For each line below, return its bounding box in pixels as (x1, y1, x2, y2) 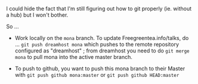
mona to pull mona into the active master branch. (14, 54, 132, 60)
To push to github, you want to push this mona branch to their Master (14, 65, 185, 72)
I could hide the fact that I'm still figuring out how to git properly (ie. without (6, 5, 192, 12)
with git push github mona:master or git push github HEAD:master (14, 71, 180, 78)
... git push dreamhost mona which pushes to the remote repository (14, 41, 180, 48)
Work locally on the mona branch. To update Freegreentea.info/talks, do (14, 35, 189, 41)
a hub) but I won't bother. (6, 11, 69, 18)
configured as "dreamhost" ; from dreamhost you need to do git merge (14, 47, 190, 54)
